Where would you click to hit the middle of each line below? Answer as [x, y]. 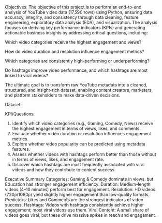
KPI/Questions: [20, 114]
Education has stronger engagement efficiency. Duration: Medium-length [78, 184]
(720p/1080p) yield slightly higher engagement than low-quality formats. [77, 194]
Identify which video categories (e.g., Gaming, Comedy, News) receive [82, 123]
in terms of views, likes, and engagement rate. [58, 159]
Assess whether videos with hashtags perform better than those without [84, 154]
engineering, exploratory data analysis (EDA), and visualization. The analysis [81, 22]
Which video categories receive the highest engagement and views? [73, 42]
